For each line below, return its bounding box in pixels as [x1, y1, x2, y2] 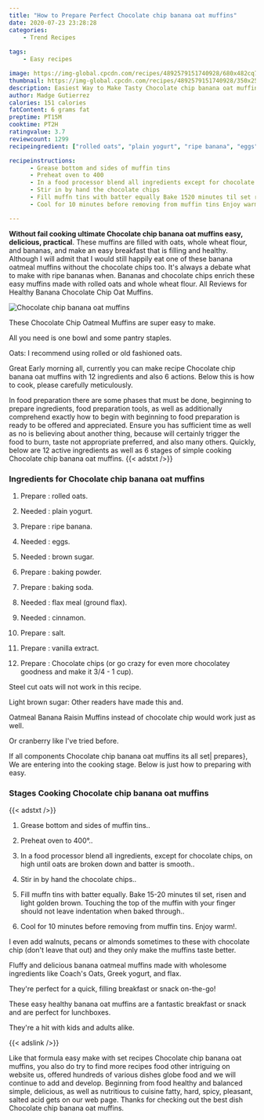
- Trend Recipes [23, 33, 77, 42]
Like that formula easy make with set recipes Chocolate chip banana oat [9, 1053, 242, 1063]
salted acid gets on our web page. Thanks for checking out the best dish [9, 1095, 244, 1104]
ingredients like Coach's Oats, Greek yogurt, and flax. [9, 969, 182, 979]
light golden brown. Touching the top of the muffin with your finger [20, 899, 236, 908]
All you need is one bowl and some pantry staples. [9, 333, 172, 342]
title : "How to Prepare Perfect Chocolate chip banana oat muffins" [9, 11, 237, 20]
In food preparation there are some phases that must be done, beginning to [9, 395, 251, 404]
